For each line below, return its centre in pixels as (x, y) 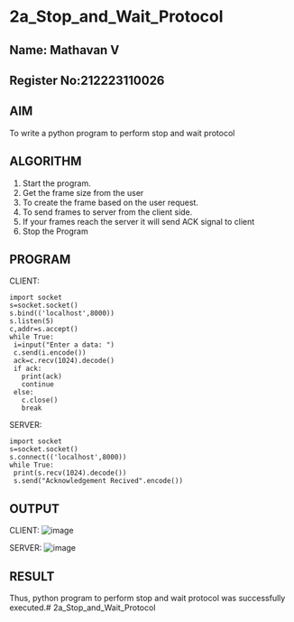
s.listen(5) (32, 321)
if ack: (28, 369)
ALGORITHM (46, 161)
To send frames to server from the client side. (107, 212)
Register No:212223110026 (87, 80)
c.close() (40, 400)
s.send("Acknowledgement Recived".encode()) (98, 481)
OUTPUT (35, 509)
